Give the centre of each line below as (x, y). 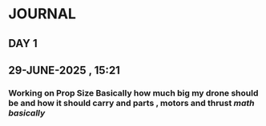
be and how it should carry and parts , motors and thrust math (131, 103)
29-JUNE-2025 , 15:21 (64, 70)
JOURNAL (42, 14)
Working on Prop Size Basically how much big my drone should (133, 93)
